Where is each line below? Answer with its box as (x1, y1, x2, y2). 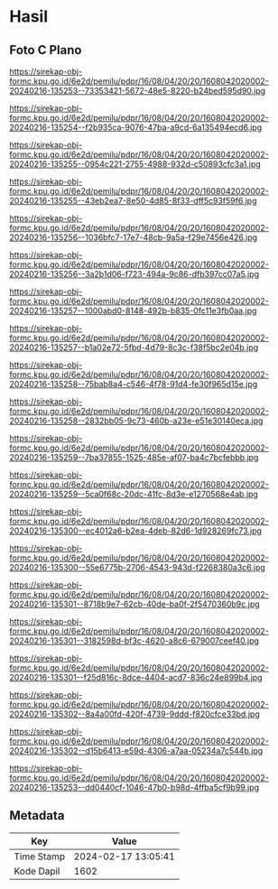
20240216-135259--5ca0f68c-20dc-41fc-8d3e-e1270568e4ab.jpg (9, 489, 259, 499)
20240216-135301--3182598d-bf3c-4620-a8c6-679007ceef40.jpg (9, 635, 260, 646)
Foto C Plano (9, 42, 82, 58)
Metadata (9, 808, 65, 823)
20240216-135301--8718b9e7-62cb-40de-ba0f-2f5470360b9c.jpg (9, 598, 260, 609)
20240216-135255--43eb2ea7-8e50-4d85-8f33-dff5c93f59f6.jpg (9, 196, 257, 206)
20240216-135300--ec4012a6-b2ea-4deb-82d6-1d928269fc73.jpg (9, 525, 262, 536)
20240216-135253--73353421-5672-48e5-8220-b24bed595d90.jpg (9, 86, 266, 96)
